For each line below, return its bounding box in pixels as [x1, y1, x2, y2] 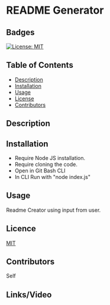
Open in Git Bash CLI [14, 167, 66, 174]
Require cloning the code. [14, 161, 78, 168]
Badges [6, 27, 35, 37]
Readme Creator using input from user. [6, 206, 101, 213]
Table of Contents [6, 60, 74, 70]
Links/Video [6, 290, 52, 300]
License [14, 95, 34, 102]
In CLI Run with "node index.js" [14, 174, 90, 181]
